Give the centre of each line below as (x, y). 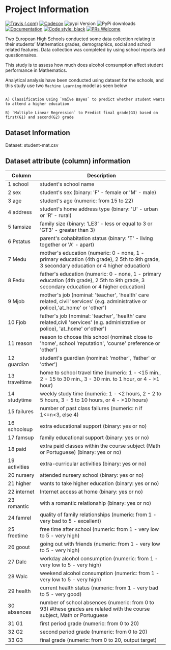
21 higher (20, 483)
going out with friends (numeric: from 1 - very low (100, 544)
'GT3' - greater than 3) (68, 230)
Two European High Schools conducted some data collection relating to (80, 39)
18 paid (17, 449)
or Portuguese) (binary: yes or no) (81, 452)
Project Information (47, 9)
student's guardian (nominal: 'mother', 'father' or (98, 358)
